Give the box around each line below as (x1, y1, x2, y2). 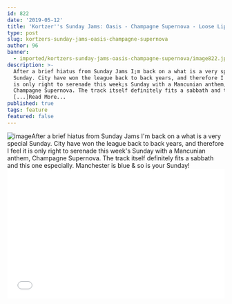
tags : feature (7, 106, 48, 113)
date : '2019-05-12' (7, 17, 64, 23)
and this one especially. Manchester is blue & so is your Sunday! (7, 161, 190, 169)
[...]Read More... (13, 94, 67, 101)
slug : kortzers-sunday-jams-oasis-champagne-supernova (7, 36, 168, 43)
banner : (7, 49, 30, 56)
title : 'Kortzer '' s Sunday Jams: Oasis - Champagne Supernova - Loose (7, 23, 215, 30)
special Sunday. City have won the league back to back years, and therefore (7, 139, 224, 147)
